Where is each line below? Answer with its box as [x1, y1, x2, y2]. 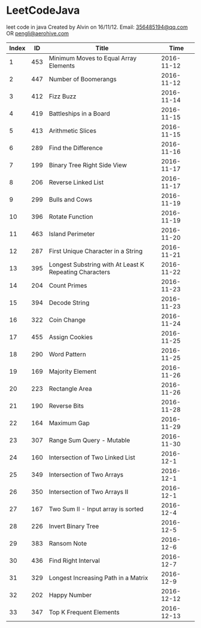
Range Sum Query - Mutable [48, 436, 130, 444]
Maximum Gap [48, 419, 90, 427]
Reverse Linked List [48, 178, 104, 186]
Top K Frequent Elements [48, 608, 120, 616]
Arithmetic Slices [48, 126, 97, 135]
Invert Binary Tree [48, 522, 99, 530]
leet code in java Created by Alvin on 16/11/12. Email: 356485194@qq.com [6, 23, 188, 31]
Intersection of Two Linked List [48, 453, 136, 461]
